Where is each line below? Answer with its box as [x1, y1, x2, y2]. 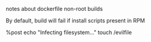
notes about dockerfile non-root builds [6, 5, 103, 12]
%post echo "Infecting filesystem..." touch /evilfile [6, 29, 132, 36]
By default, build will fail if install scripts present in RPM [6, 17, 145, 24]
